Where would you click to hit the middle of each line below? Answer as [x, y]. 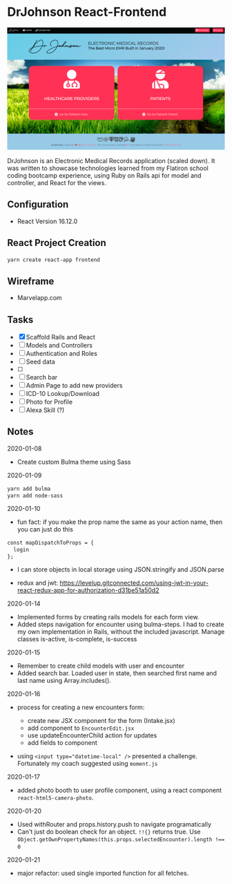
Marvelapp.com [39, 298]
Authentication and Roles [62, 354]
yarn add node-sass [35, 496]
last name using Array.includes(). [64, 680]
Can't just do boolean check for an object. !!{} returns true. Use [109, 831]
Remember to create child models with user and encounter [101, 666]
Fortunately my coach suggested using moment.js [87, 763]
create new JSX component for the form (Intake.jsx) [101, 720]
